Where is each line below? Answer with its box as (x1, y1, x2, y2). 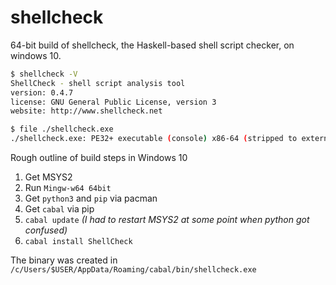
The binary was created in (10, 254, 118, 266)
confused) (24, 224, 68, 236)
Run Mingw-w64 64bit (24, 182, 112, 194)
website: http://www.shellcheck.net (10, 106, 163, 116)
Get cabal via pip (24, 203, 95, 215)
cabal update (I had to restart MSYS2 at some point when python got (24, 214, 310, 226)
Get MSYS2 (24, 171, 73, 183)
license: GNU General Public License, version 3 (10, 97, 217, 107)
